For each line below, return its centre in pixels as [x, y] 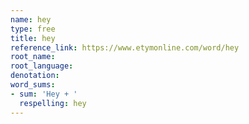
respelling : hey [53, 103]
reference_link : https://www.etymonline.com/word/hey [125, 47]
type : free [33, 29]
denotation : [35, 76]
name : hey [31, 19]
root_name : [33, 57]
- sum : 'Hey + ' [44, 94]
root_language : [42, 66]
